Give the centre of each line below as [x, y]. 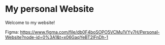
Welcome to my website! [30, 22]
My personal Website [50, 9]
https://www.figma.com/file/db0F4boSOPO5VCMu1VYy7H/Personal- [90, 32]
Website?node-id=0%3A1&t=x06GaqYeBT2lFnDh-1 [57, 37]
